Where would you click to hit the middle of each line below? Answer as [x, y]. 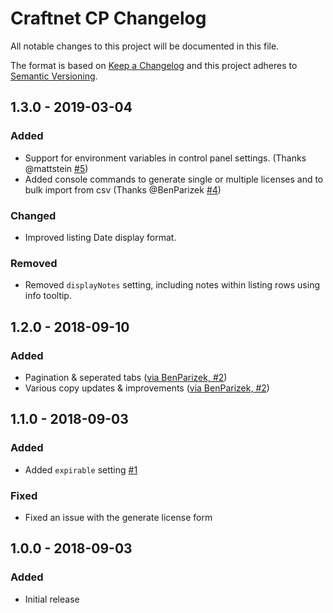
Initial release [52, 599]
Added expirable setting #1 [81, 469]
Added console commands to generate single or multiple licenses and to [174, 179]
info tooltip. [48, 296]
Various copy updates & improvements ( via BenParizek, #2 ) [147, 388]
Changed [33, 215]
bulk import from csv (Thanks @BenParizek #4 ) [123, 189]
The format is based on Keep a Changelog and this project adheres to [154, 65]
